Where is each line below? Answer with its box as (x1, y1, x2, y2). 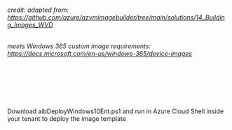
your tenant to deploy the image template (7, 114, 126, 122)
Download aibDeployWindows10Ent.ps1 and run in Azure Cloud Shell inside (7, 107, 224, 115)
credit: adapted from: (7, 6, 69, 14)
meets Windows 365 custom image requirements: (7, 42, 151, 50)
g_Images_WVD (7, 20, 54, 29)
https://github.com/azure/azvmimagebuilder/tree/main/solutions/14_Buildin (7, 13, 226, 21)
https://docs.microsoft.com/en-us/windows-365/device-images (7, 50, 193, 58)
